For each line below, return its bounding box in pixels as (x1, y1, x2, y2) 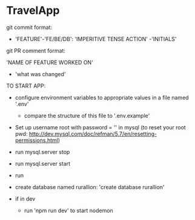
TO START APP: (6, 82, 46, 89)
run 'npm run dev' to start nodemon (24, 207, 113, 214)
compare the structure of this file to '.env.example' (24, 112, 150, 119)
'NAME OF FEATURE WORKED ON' (6, 59, 94, 66)
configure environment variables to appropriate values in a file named (15, 94, 189, 101)
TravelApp (6, 4, 60, 18)
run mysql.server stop (15, 148, 70, 155)
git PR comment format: (6, 47, 65, 54)
